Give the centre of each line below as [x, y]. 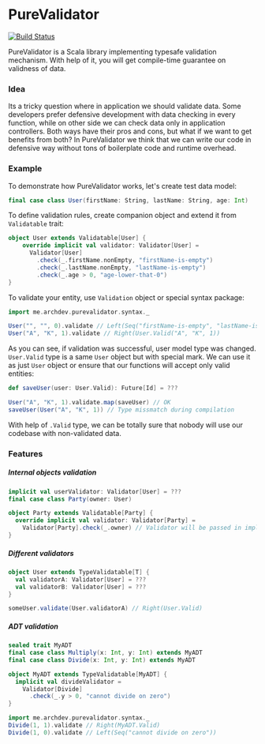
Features [26, 453]
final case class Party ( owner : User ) [70, 499]
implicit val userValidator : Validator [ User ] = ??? [95, 491]
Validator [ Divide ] [52, 689]
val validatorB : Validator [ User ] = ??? [81, 587]
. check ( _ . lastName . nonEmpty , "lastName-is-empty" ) [121, 267]
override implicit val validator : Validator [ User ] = [111, 246]
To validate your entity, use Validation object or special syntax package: [126, 297]
